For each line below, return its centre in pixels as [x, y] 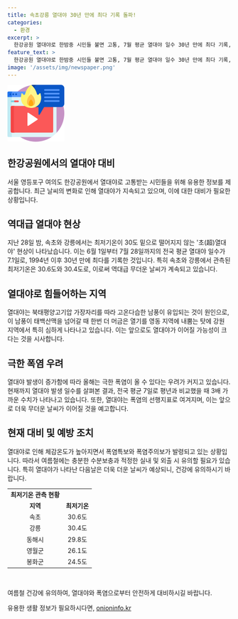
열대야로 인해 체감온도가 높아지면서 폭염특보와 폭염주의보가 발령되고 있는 [108, 451]
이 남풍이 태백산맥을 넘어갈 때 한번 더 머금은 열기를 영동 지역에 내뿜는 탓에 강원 [116, 321]
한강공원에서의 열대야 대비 [61, 163]
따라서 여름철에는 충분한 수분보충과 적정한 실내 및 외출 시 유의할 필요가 [120, 460]
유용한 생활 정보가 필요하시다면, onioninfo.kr [69, 608]
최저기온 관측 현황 [35, 495]
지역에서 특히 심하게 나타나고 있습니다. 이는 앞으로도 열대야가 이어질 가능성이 [114, 330]
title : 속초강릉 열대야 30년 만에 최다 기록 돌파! [72, 15]
